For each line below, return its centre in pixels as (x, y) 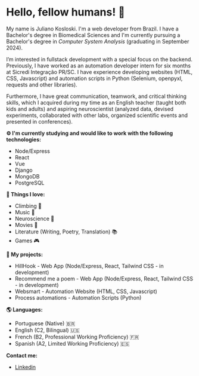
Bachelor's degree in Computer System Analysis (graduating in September (98, 41)
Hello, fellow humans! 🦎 (66, 12)
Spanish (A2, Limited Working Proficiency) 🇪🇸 (72, 343)
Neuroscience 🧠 (35, 218)
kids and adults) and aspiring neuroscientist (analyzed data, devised (90, 109)
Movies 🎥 (26, 225)
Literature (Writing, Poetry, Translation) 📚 (66, 232)
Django (24, 170)
